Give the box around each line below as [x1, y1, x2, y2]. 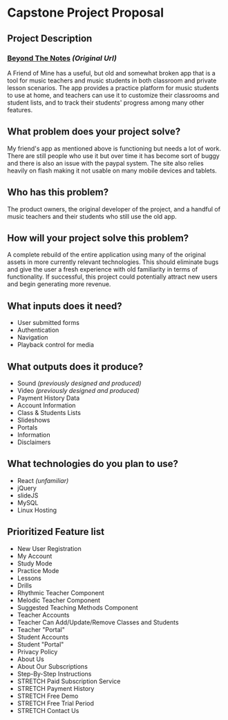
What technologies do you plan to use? [7, 458, 178, 470]
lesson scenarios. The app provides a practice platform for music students [7, 83, 219, 91]
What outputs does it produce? [7, 360, 144, 372]
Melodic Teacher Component [17, 596, 101, 604]
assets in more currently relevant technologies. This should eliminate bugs [7, 258, 219, 266]
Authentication [17, 326, 59, 334]
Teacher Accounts [17, 611, 70, 619]
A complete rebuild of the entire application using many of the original [7, 251, 206, 259]
